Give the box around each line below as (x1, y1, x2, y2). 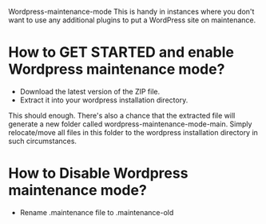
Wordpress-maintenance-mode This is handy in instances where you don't (8, 7, 255, 16)
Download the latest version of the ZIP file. (19, 86, 161, 96)
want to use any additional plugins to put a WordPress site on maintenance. (8, 15, 256, 25)
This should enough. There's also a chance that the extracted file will (8, 110, 236, 120)
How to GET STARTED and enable (8, 43, 234, 62)
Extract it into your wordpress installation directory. (19, 95, 189, 105)
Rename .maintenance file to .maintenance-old (19, 207, 174, 217)
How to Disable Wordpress (8, 164, 189, 182)
